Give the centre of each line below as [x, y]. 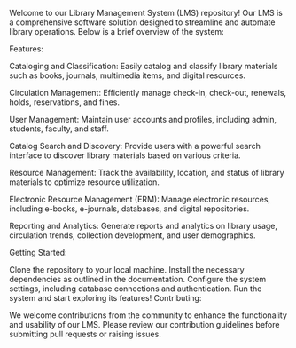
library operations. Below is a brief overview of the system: [117, 32]
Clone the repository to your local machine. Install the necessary [127, 269]
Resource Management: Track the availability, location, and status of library [147, 173]
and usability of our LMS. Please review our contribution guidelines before [144, 324]
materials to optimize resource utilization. [84, 182]
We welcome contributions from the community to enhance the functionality [148, 315]
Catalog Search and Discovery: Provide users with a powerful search [135, 146]
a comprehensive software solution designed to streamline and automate [142, 22]
